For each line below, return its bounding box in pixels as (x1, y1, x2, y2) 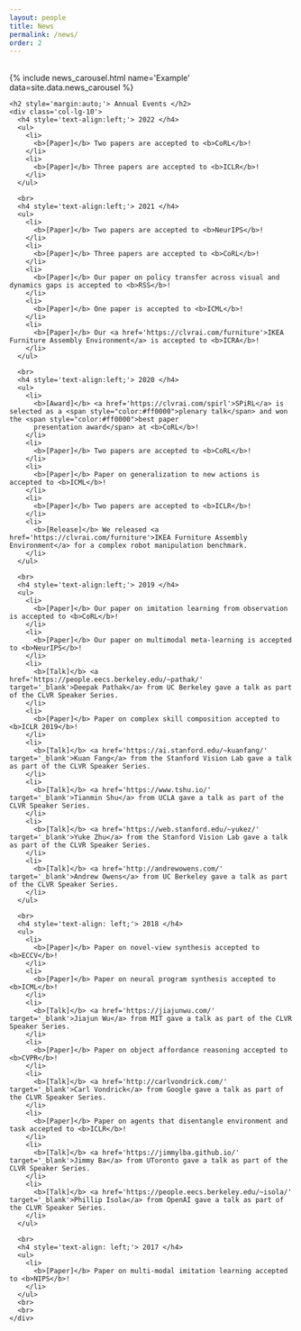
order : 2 (9, 38, 42, 48)
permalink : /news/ (9, 30, 78, 39)
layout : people (9, 13, 67, 23)
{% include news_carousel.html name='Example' (9, 73, 191, 84)
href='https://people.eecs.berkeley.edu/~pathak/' (9, 675, 204, 685)
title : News (9, 22, 54, 31)
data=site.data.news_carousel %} (9, 82, 134, 93)
